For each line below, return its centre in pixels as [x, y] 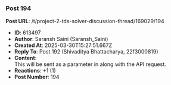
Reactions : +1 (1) [35, 71]
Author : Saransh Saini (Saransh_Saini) [61, 39]
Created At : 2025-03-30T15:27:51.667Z [63, 45]
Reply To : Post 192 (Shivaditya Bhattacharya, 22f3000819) [86, 52]
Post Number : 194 [37, 77]
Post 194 [18, 8]
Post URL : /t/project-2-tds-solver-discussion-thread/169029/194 [85, 21]
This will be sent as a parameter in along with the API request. [90, 64]
